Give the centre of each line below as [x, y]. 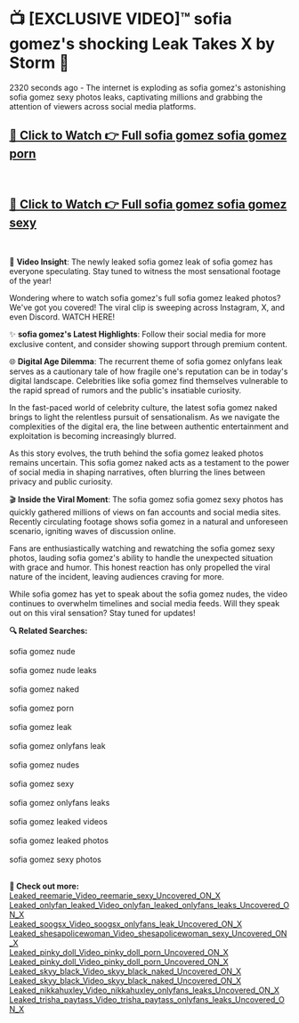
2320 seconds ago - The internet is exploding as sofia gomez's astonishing [148, 87]
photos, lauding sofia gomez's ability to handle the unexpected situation [141, 557]
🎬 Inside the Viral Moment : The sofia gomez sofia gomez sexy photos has [146, 499]
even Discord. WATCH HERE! [62, 317]
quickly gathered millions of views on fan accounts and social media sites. [145, 512]
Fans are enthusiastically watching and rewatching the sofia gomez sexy [142, 548]
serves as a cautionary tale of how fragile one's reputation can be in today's [149, 371]
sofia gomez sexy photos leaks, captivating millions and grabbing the [136, 97]
